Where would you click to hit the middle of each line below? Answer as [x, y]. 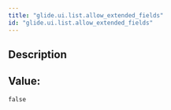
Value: [24, 81]
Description [37, 55]
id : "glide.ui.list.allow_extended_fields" [81, 23]
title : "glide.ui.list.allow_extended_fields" [86, 15]
